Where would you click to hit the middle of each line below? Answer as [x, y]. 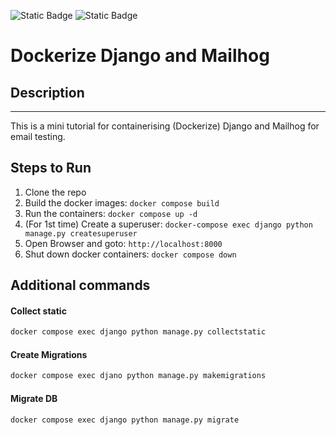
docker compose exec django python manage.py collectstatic [138, 332]
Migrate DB [34, 398]
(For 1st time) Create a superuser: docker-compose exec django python [168, 224]
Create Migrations [49, 354]
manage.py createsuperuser [81, 233]
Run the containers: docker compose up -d [111, 213]
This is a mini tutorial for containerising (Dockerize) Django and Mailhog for [165, 126]
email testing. [38, 136]
